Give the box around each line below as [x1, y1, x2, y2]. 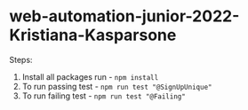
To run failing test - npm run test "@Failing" [21, 90, 187, 101]
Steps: [9, 54, 33, 65]
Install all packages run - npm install [21, 71, 159, 82]
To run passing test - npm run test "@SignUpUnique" [21, 81, 212, 91]
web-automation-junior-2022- [9, 6, 240, 27]
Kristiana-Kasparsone [9, 25, 177, 45]
